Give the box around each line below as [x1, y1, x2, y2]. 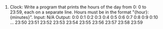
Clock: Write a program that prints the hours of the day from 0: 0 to [9, 4, 147, 10]
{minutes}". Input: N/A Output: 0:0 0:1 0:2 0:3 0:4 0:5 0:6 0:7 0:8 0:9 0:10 [9, 14, 158, 20]
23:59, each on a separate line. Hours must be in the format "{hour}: [9, 9, 149, 15]
